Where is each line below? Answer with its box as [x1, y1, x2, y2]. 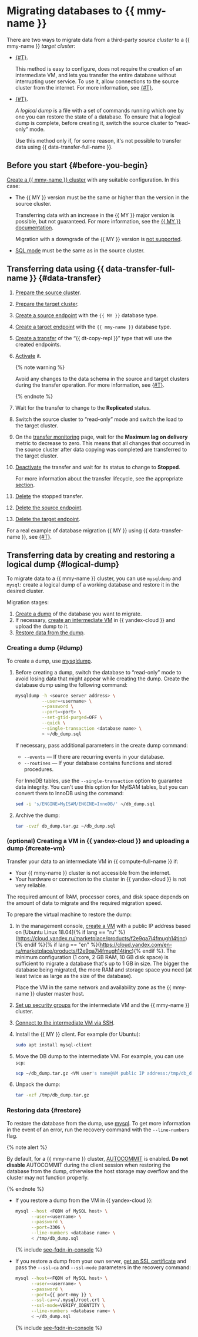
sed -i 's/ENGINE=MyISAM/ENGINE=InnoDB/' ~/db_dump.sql [15, 801, 155, 807]
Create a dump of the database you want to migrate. [15, 610, 142, 617]
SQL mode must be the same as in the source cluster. [15, 246, 145, 254]
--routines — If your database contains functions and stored [24, 759, 172, 766]
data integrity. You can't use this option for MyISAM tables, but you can [15, 783, 189, 791]
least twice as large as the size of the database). [15, 972, 133, 979]
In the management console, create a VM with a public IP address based [15, 922, 191, 929]
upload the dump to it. [15, 623, 69, 630]
